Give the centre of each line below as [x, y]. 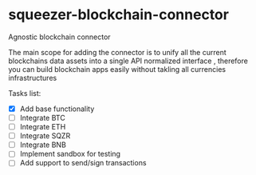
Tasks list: [25, 93]
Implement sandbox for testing [70, 154]
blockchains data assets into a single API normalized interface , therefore [128, 61]
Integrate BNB [43, 145]
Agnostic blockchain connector [59, 37]
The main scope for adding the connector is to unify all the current [118, 52]
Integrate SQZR [45, 136]
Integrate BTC [42, 118]
